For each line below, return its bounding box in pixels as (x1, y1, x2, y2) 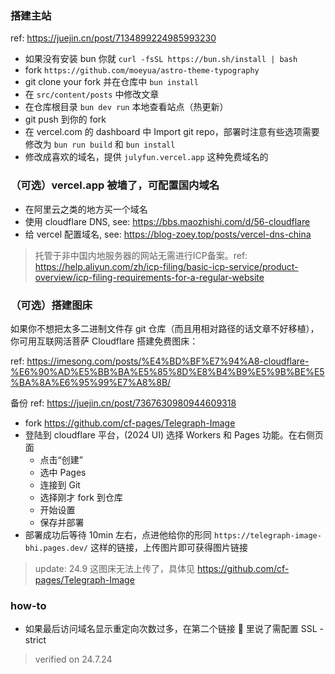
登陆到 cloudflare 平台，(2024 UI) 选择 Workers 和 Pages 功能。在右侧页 (24, 428, 324, 441)
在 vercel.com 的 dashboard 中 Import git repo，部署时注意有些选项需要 (24, 126, 320, 138)
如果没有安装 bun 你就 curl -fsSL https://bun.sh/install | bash (24, 53, 298, 65)
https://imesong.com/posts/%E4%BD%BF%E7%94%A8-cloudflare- (26, 355, 310, 367)
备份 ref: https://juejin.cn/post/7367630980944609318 (10, 397, 237, 409)
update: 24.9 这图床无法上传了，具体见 (34, 562, 196, 574)
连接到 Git (39, 478, 81, 491)
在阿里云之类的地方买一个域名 (24, 203, 148, 215)
